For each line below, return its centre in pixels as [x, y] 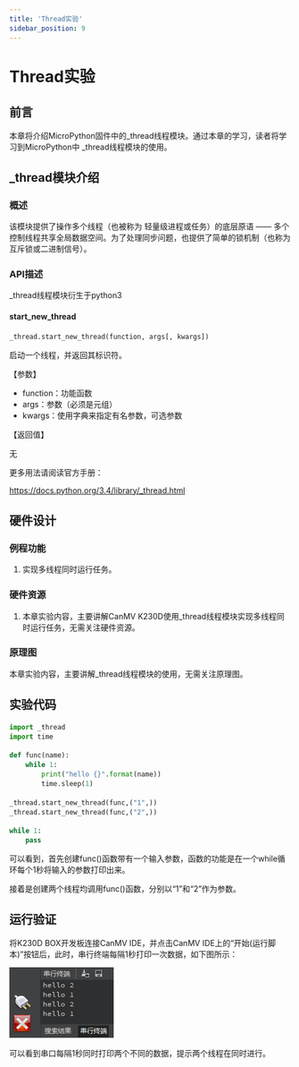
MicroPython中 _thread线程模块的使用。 [98, 147]
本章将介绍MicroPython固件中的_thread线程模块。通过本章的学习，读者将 [144, 135]
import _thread [37, 727]
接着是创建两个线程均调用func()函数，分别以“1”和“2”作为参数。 [125, 889]
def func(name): [39, 755]
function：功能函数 [57, 393]
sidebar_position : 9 [48, 28]
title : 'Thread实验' [46, 19]
